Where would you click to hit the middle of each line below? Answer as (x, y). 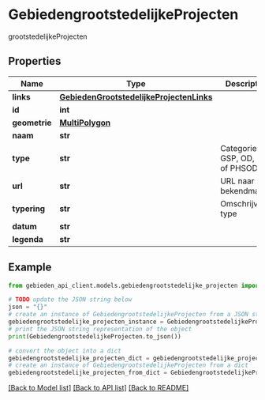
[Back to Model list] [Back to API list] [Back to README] (99, 388)
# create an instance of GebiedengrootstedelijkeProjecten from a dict (128, 365)
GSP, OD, (237, 158)
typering (29, 209)
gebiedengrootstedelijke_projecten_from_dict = (88, 373)
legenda (28, 239)
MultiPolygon (85, 123)
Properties (35, 61)
